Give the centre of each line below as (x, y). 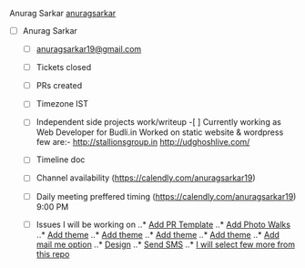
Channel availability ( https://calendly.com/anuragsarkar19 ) (146, 178)
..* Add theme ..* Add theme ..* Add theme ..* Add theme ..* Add (158, 234)
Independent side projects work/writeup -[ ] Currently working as (159, 122)
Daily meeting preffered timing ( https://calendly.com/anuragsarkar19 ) (166, 196)
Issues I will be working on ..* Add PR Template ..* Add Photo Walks (163, 224)
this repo (53, 253)
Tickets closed (64, 67)
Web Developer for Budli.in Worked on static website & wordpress (160, 132)
